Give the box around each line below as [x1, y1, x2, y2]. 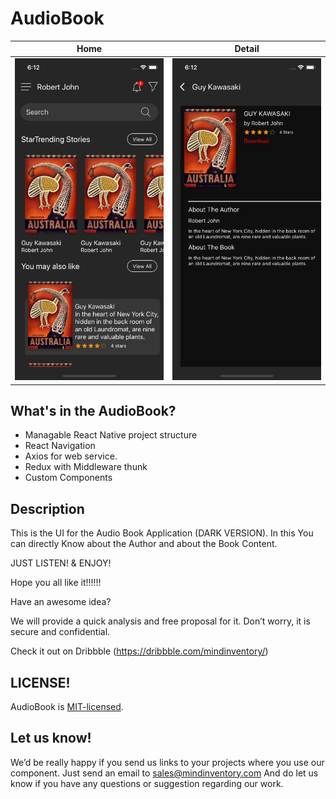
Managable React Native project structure [24, 429, 198, 441]
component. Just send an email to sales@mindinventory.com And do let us [10, 767, 319, 779]
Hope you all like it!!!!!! [10, 577, 102, 589]
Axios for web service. [24, 450, 118, 462]
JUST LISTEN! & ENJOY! [10, 557, 112, 569]
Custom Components [24, 472, 113, 484]
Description [10, 500, 85, 517]
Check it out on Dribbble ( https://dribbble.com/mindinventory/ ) [10, 645, 269, 657]
